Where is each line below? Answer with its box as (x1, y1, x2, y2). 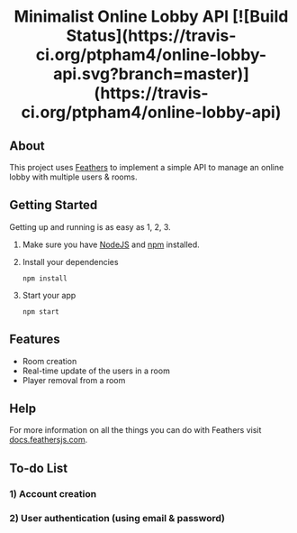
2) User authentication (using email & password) (9, 511, 225, 524)
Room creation (22, 355, 77, 366)
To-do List (9, 460, 68, 475)
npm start (22, 307, 60, 317)
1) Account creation (9, 487, 97, 500)
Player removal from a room (22, 374, 126, 385)
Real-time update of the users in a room (22, 365, 171, 376)
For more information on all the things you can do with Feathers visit (9, 425, 262, 436)
